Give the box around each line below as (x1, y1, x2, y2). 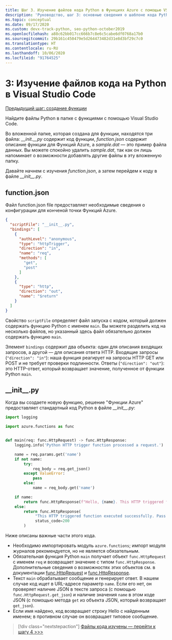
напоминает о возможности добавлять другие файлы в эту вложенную (5, 153, 162, 159)
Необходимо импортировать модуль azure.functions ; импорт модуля (12, 542, 166, 549)
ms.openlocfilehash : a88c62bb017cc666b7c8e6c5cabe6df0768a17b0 (5, 31, 143, 36)
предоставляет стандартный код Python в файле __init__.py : (5, 405, 136, 411)
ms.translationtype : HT (5, 41, 56, 46)
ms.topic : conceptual (5, 17, 52, 22)
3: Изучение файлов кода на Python (5, 78, 166, 89)
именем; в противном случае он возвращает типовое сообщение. (12, 613, 159, 619)
